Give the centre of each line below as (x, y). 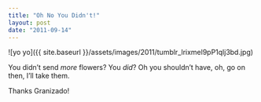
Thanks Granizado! (39, 91)
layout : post (29, 23)
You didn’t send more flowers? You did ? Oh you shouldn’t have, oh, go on (127, 67)
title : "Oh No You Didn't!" (54, 15)
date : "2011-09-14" (40, 30)
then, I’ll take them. (39, 76)
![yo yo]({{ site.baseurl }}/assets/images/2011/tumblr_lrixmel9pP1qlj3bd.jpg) (131, 53)
